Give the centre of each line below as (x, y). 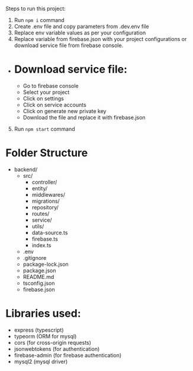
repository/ (45, 207)
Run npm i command (39, 20)
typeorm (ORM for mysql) (45, 336)
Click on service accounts (54, 105)
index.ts (41, 245)
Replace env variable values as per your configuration (80, 33)
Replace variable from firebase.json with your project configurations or (100, 39)
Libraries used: (43, 314)
